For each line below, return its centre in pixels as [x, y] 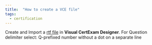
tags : [11, 14]
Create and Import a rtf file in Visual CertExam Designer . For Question [76, 32]
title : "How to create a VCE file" [42, 9]
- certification [26, 18]
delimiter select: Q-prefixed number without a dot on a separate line [73, 37]
